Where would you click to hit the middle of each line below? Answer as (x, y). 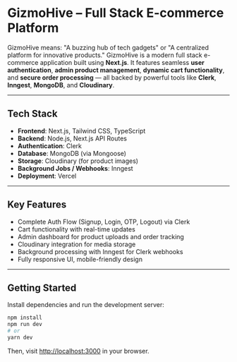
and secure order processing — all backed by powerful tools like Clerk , (112, 77)
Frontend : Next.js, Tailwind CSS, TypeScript (81, 131)
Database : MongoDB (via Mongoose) (72, 153)
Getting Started (42, 288)
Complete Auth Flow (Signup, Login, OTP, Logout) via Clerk (104, 222)
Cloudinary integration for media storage (77, 244)
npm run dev (25, 325)
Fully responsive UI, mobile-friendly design (80, 259)
